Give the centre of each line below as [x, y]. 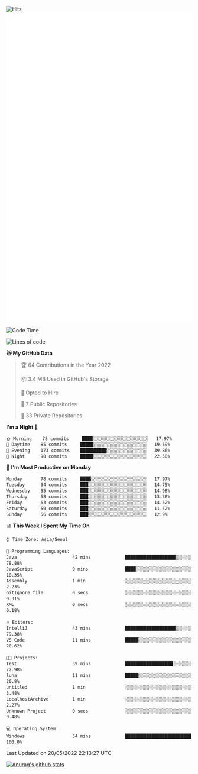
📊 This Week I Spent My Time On [48, 526]
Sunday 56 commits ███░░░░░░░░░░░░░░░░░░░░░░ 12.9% [87, 514]
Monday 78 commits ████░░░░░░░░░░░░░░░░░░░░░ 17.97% [88, 479]
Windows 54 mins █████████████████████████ [99, 736]
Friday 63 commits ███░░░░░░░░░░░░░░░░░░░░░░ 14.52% [88, 503]
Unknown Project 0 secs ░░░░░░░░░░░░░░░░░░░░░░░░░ [99, 711]
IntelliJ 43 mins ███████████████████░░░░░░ [99, 629]
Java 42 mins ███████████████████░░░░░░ [99, 558]
